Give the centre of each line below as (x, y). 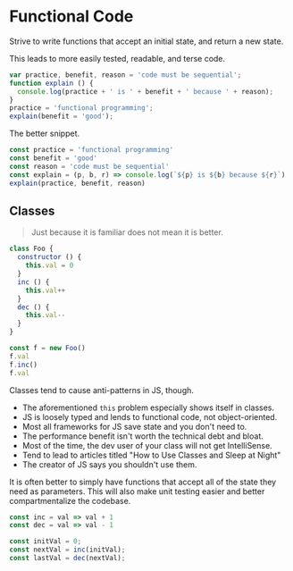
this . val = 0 (50, 265)
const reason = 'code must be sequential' (89, 166)
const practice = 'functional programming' (92, 150)
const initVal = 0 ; (46, 542)
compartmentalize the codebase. (70, 500)
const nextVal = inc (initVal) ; (67, 550)
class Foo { (31, 249)
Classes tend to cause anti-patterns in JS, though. (102, 390)
